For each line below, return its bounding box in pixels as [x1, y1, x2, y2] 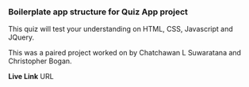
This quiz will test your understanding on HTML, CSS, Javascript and [8, 25, 234, 34]
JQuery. [8, 32, 34, 42]
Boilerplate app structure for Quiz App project [8, 6, 189, 17]
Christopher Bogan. [8, 56, 73, 66]
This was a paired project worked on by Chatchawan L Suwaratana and [8, 48, 242, 58]
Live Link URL [8, 72, 54, 81]
